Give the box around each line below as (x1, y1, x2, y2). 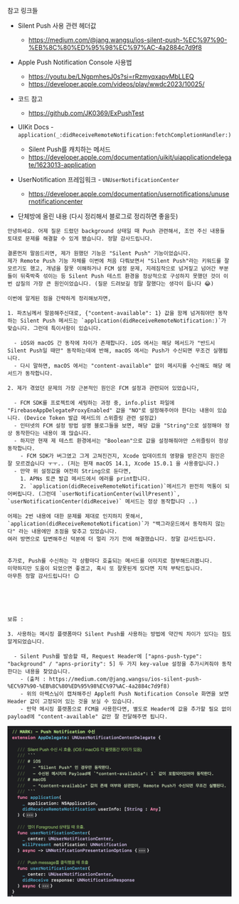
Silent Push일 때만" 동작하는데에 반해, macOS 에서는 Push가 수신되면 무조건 (7, 347, 211, 354)
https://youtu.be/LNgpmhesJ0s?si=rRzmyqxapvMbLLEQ (28, 72, 194, 81)
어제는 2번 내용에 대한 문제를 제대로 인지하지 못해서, (7, 513, 144, 520)
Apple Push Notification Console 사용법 (17, 58, 132, 66)
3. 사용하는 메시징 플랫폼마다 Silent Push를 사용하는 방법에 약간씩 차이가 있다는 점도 (7, 631, 232, 638)
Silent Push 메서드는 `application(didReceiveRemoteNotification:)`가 (20, 317, 226, 324)
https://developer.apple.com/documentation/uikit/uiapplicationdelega (28, 153, 232, 161)
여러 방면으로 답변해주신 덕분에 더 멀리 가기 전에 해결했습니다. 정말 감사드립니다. (7, 536, 216, 543)
